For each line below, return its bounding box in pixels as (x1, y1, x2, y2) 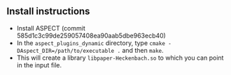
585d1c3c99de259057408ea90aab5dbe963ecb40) (16, 31, 166, 40)
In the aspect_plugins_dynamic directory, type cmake (16, 38, 166, 47)
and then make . (121, 46, 164, 54)
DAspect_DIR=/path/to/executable (16, 47, 115, 54)
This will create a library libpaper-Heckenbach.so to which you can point (16, 53, 224, 62)
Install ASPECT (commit (16, 24, 85, 32)
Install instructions (6, 6, 90, 17)
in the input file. (16, 60, 62, 69)
